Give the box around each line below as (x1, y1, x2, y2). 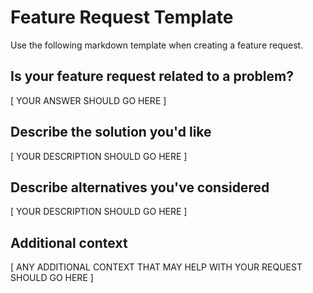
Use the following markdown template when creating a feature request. (10, 39, 304, 51)
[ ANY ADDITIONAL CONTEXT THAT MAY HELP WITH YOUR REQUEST (10, 261, 303, 273)
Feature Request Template (10, 6, 234, 29)
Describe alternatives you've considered (10, 179, 270, 196)
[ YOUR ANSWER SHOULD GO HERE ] (10, 94, 167, 106)
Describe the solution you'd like (10, 124, 212, 141)
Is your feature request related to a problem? (10, 68, 294, 85)
